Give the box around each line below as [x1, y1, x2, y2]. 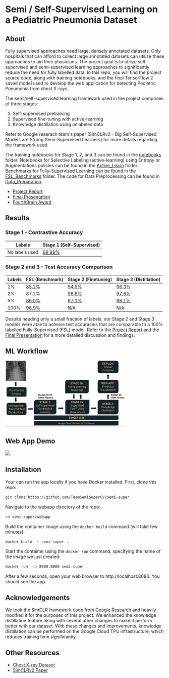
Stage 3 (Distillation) [116, 276, 161, 282]
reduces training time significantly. [5, 634, 77, 640]
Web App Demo [5, 436, 55, 445]
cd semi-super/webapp [5, 514, 51, 520]
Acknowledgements [5, 593, 70, 602]
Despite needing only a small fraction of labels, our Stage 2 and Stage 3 [5, 316, 155, 322]
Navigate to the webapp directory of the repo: [5, 504, 101, 510]
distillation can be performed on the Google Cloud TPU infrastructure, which [5, 628, 164, 634]
